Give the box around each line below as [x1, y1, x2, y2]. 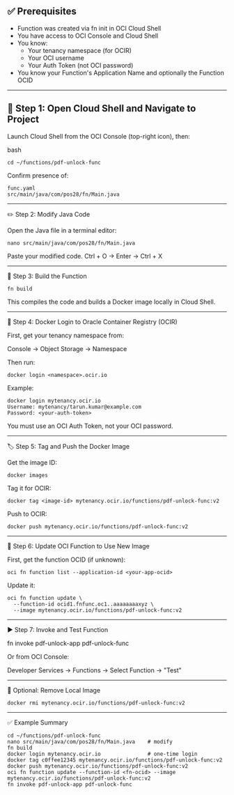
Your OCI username [27, 54, 85, 62]
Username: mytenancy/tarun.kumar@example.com [7, 403, 141, 410]
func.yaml [7, 185, 36, 192]
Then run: [7, 358, 36, 366]
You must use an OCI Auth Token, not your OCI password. [7, 422, 173, 430]
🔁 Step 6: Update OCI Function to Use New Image [7, 541, 150, 550]
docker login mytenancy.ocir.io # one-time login [7, 750, 198, 757]
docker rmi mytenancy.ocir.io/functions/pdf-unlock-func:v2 [7, 700, 186, 707]
